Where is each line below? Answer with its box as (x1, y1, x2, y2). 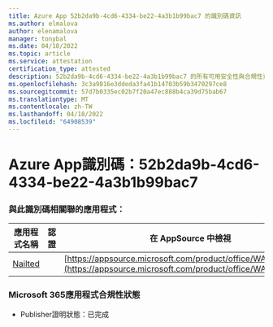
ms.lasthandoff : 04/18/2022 (8, 111, 104, 119)
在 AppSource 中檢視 (149, 233, 232, 244)
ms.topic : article (8, 50, 71, 58)
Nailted (12, 258, 41, 269)
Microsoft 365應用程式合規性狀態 (8, 290, 141, 301)
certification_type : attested (8, 65, 111, 73)
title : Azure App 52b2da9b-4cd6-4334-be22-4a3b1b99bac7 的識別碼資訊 (8, 11, 241, 20)
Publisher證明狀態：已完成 (19, 309, 110, 319)
